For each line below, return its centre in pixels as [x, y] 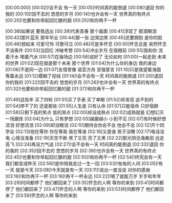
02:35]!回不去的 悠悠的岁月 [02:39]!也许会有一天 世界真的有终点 [89, 151]
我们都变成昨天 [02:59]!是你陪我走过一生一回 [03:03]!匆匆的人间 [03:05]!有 [84, 163]
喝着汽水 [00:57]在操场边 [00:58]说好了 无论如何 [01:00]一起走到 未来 [93, 57]
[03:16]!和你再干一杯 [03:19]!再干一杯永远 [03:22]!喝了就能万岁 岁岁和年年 [83, 176]
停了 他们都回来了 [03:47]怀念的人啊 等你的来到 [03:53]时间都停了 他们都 [82, 189]
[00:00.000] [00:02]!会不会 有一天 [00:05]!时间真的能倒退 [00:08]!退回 [80, 7]
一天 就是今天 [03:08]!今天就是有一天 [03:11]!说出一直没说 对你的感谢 [78, 170]
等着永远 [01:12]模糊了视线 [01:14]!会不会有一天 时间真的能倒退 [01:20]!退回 [84, 76]
